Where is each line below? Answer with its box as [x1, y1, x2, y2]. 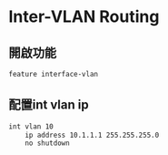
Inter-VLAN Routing [8, 6, 160, 27]
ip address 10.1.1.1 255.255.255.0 [25, 130, 160, 139]
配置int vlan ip [8, 98, 89, 113]
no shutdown [25, 139, 70, 148]
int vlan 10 [8, 121, 54, 131]
